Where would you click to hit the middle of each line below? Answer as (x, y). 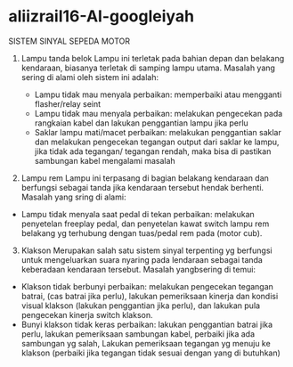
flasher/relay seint (68, 103)
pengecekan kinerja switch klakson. (87, 314)
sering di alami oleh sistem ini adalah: (90, 77)
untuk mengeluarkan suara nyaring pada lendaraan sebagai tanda (142, 259)
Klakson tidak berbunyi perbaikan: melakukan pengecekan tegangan (147, 286)
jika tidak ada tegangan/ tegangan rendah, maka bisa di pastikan (153, 151)
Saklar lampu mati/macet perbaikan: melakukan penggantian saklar (158, 132)
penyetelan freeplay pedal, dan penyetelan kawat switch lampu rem (145, 224)
